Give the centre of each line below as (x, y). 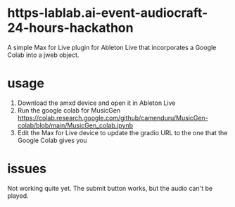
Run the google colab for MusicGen (69, 110)
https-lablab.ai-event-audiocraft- (108, 13)
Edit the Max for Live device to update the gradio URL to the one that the (122, 132)
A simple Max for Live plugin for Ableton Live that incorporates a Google (112, 47)
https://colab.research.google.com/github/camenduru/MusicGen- (113, 118)
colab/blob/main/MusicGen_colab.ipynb (75, 125)
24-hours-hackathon (70, 28)
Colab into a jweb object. (43, 55)
